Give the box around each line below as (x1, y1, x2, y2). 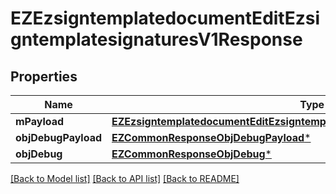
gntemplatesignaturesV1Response (10, 28, 303, 51)
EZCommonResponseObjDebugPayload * (111, 131, 312, 144)
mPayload (15, 115, 65, 128)
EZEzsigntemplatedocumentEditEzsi (10, 7, 321, 30)
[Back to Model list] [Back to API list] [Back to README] (10, 173, 240, 184)
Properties (10, 68, 78, 85)
